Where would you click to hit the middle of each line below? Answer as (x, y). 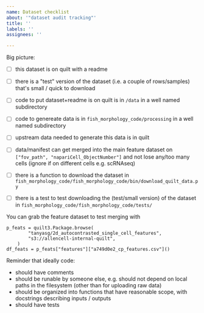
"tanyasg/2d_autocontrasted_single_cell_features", (95, 233)
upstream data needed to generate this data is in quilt (82, 137)
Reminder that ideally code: (41, 261)
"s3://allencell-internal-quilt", (72, 239)
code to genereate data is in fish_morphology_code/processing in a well (104, 119)
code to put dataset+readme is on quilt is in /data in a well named (97, 100)
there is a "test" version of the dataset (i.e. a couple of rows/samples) (102, 81)
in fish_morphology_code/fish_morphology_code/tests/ (84, 204)
